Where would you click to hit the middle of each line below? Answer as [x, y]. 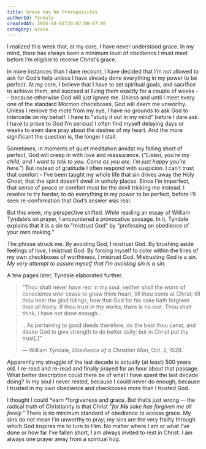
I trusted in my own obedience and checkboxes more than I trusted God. [98, 388]
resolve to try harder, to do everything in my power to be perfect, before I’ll [101, 194]
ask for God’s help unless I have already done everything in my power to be [102, 78]
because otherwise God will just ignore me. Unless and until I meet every [103, 98]
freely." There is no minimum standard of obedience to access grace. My [99, 413]
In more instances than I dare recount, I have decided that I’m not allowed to [103, 72]
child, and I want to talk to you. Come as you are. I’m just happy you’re [97, 162]
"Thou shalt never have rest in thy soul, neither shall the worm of [104, 287]
